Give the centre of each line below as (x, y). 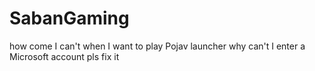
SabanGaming (69, 18)
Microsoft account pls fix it (64, 56)
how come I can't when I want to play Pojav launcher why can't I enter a (157, 46)
